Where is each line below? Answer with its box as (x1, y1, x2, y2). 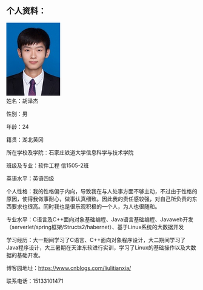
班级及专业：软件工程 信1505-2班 (6, 162, 89, 169)
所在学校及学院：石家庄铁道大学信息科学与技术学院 (6, 148, 134, 156)
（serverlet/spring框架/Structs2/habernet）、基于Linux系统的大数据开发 (6, 223, 184, 230)
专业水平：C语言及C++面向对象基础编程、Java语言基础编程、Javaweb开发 (6, 215, 194, 223)
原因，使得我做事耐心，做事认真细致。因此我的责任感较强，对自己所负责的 (6, 195, 192, 202)
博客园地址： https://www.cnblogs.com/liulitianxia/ (6, 264, 131, 272)
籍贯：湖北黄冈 (6, 136, 44, 143)
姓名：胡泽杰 (6, 97, 38, 105)
